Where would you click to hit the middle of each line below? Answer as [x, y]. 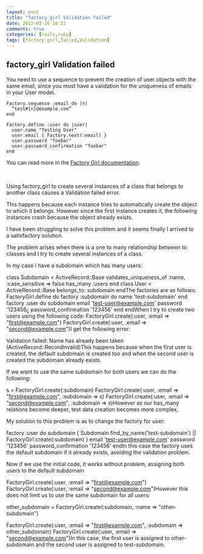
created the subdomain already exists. [54, 360]
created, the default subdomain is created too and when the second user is [100, 354]
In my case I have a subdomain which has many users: [74, 265]
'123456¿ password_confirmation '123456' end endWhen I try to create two [101, 309]
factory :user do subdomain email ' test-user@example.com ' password [94, 303]
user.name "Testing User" [45, 130]
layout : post [23, 12]
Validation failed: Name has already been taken [65, 340]
